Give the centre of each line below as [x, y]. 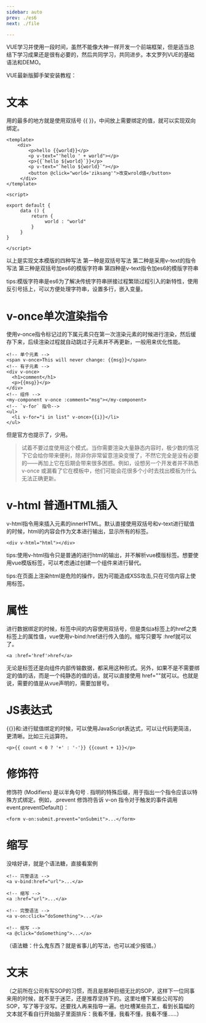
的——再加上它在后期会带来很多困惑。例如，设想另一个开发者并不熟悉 [110, 463]
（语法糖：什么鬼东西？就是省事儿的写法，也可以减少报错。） [83, 945]
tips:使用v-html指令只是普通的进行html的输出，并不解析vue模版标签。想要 [100, 555]
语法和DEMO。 [25, 63]
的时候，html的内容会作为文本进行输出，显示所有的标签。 [79, 531]
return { [42, 216]
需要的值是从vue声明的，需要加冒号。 [65, 683]
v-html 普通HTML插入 [62, 505]
